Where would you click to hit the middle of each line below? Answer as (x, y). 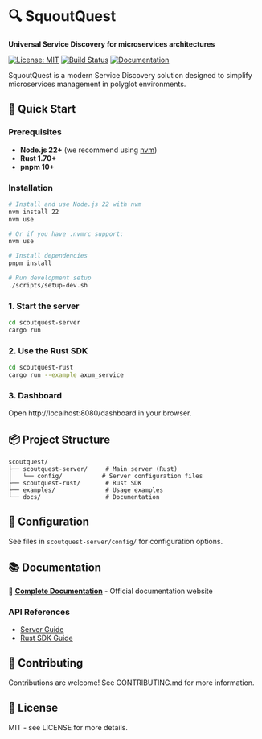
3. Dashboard (35, 395)
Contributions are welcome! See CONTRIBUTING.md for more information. (131, 683)
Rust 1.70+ (38, 158)
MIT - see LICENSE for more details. (68, 727)
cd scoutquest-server (45, 323)
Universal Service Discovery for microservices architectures (112, 44)
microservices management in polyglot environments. (97, 84)
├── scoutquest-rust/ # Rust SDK (75, 483)
